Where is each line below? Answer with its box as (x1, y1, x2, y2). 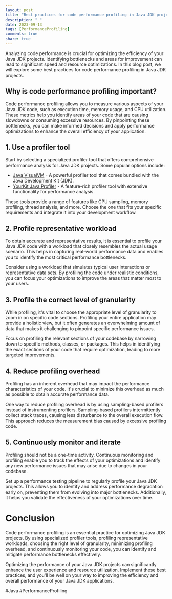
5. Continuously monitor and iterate (5, 438, 121, 447)
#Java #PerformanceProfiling (5, 587, 68, 594)
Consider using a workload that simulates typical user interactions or (5, 264, 150, 270)
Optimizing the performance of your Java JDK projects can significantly (5, 561, 157, 567)
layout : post (5, 7, 33, 13)
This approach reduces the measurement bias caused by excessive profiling (5, 418, 166, 424)
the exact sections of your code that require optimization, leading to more (5, 347, 160, 353)
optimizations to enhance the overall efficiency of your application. (5, 128, 146, 134)
